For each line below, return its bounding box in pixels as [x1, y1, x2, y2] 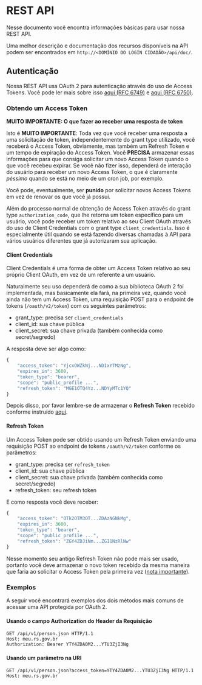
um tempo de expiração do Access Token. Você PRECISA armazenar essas [6, 149, 195, 156]
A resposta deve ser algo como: [6, 345, 86, 353]
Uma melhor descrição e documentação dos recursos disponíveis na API [6, 42, 189, 49]
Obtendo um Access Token [6, 104, 88, 113]
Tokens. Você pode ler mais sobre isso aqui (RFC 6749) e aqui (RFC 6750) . [6, 89, 194, 96]
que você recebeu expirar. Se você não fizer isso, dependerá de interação [6, 162, 192, 169]
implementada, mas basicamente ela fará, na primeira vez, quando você [6, 290, 187, 297]
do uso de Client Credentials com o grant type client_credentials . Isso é [6, 224, 190, 232]
